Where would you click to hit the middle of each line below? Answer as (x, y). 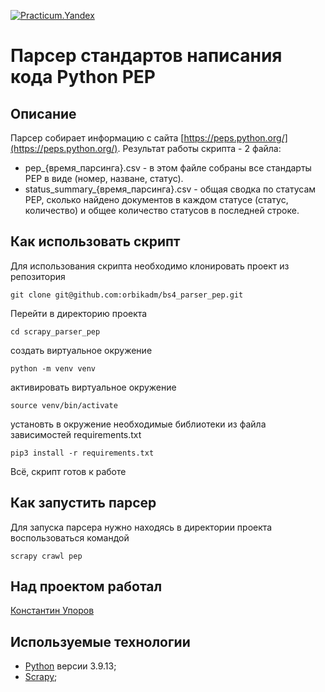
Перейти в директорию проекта (79, 313)
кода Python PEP (83, 77)
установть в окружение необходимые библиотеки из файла (138, 424)
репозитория (38, 276)
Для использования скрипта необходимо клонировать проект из (150, 266)
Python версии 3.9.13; (70, 666)
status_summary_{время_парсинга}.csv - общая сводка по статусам (170, 189)
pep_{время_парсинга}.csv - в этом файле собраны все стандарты (168, 168)
